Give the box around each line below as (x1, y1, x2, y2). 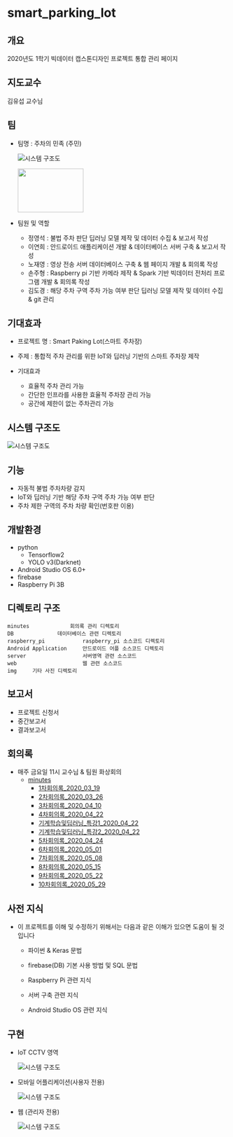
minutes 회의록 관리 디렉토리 (7, 622, 120, 629)
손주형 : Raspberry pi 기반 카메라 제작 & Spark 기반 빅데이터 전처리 (27, 268, 212, 277)
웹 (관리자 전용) (17, 1108, 60, 1116)
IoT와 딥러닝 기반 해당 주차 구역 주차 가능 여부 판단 (17, 493, 155, 501)
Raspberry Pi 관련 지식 (27, 976, 92, 984)
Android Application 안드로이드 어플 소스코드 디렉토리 (7, 645, 164, 652)
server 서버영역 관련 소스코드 (7, 653, 137, 660)
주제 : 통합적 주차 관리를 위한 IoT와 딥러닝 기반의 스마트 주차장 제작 (17, 352, 199, 361)
